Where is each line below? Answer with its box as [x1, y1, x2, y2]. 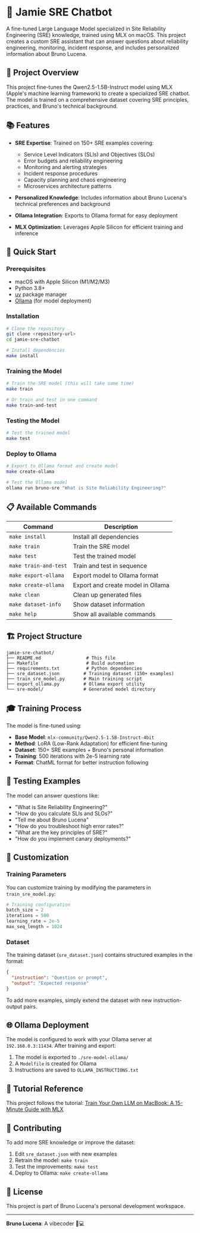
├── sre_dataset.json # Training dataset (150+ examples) [6, 671, 174, 677]
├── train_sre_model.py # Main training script [6, 676, 143, 682]
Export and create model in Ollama [73, 581, 170, 589]
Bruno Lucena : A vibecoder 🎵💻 [6, 1220, 85, 1227]
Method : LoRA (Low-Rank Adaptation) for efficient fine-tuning [14, 740, 168, 747]
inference [14, 229, 39, 237]
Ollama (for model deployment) [14, 297, 92, 304]
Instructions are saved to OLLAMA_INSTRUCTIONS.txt [14, 1066, 139, 1073]
